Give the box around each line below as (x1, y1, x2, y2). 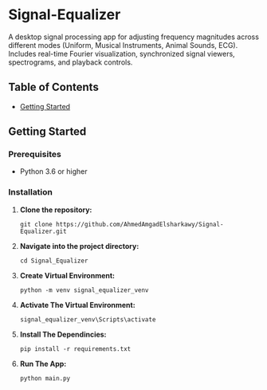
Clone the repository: (19, 205, 92, 215)
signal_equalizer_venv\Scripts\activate (19, 315, 156, 324)
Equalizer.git (19, 227, 67, 235)
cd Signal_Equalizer (19, 257, 88, 265)
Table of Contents (8, 81, 100, 94)
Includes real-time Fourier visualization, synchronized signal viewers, (8, 49, 235, 58)
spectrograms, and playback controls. (8, 57, 133, 67)
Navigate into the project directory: (19, 241, 139, 250)
